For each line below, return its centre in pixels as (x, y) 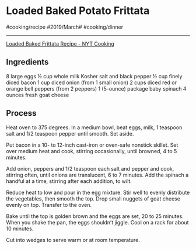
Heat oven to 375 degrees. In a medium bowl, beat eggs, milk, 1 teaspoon (94, 127)
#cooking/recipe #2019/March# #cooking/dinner (65, 27)
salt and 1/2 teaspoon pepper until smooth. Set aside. (70, 133)
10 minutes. (20, 229)
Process (21, 113)
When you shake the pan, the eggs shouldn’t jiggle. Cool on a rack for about (97, 222)
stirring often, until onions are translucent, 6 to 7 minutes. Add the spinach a (97, 175)
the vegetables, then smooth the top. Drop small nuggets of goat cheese (93, 198)
